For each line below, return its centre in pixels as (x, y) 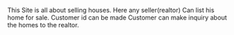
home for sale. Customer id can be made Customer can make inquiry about (117, 17)
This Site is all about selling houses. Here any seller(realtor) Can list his (111, 10)
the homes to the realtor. (43, 25)
